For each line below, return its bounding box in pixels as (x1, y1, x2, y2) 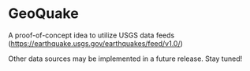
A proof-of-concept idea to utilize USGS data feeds (8, 30, 175, 40)
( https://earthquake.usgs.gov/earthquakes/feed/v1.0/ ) (8, 38, 184, 48)
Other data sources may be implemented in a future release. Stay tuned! (8, 54, 243, 63)
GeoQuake (8, 5, 79, 23)
